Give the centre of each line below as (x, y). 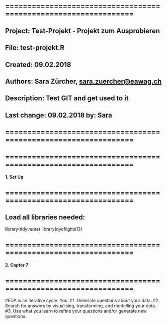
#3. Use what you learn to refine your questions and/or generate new (76, 311)
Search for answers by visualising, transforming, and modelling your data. (81, 306)
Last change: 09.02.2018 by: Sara (59, 115)
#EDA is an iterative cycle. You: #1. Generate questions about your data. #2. (83, 301)
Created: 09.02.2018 (38, 65)
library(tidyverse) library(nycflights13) (44, 229)
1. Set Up (14, 177)
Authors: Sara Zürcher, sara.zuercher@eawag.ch (83, 81)
